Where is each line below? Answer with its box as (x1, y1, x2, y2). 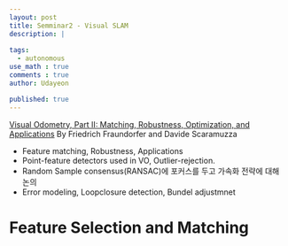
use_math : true (9, 63, 69, 72)
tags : (9, 46, 29, 55)
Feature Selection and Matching (9, 218, 250, 237)
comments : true (9, 71, 69, 80)
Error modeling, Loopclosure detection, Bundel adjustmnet (21, 187, 237, 197)
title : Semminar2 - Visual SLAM (9, 21, 128, 30)
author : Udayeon (9, 79, 69, 88)
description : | (9, 29, 66, 38)
